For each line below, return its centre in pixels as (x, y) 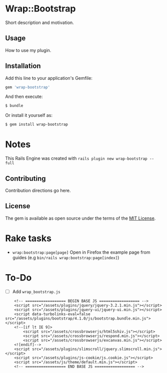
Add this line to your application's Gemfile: (49, 78)
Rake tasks (28, 238)
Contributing (25, 179)
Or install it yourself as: (29, 115)
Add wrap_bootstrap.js (36, 291)
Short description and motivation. (39, 22)
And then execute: (24, 97)
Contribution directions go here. (38, 190)
